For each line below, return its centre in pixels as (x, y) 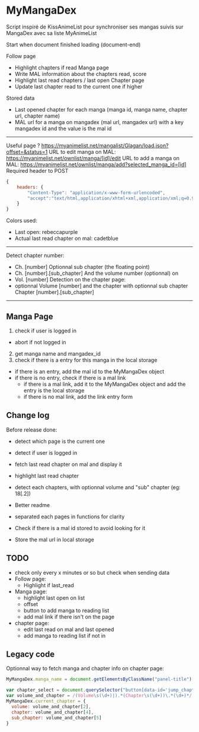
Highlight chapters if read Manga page (62, 67)
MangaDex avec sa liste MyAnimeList (52, 33)
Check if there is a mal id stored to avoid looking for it (80, 528)
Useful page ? (23, 145)
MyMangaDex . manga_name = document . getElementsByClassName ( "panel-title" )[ (100, 679)
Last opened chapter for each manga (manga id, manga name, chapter (101, 109)
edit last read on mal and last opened (69, 629)
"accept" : (39, 198)
